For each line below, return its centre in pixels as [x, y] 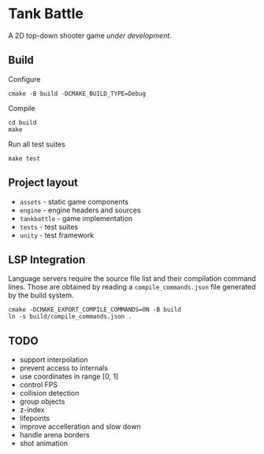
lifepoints [34, 419]
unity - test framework [57, 235]
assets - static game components [74, 201]
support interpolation [54, 360]
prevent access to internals [64, 368]
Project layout [43, 183]
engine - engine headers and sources [80, 210]
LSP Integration [47, 259]
